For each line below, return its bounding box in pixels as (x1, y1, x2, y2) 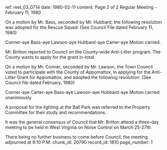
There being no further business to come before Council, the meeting (5, 134, 148, 140)
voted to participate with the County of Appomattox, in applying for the (5, 69, 151, 75)
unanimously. (5, 94, 33, 100)
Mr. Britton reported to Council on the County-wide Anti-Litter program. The (5, 49, 161, 55)
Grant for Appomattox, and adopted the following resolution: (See (16, 75, 152, 80)
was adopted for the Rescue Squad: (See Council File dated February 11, (5, 24, 154, 30)
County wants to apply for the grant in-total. (5, 54, 96, 60)
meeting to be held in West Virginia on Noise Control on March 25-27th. (5, 124, 152, 130)
